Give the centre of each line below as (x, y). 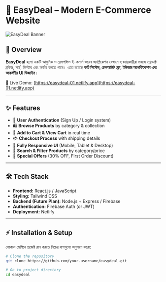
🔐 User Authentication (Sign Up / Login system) (62, 120)
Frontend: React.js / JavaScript (45, 191)
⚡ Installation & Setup (39, 232)
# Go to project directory (33, 270)
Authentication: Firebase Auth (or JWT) (54, 206)
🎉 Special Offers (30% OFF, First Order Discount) (63, 156)
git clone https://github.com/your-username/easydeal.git (66, 261)
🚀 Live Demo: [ (21, 82)
